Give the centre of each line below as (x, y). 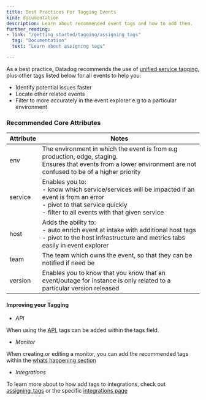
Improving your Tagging (38, 304)
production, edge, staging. (80, 157)
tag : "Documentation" (40, 40)
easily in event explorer (75, 246)
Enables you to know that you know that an (104, 273)
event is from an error (73, 197)
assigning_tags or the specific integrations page (67, 391)
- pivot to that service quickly (85, 205)
